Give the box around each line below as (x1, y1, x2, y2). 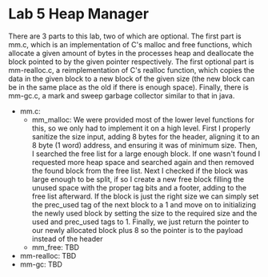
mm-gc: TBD (19, 259, 62, 269)
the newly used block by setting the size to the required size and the (31, 208, 258, 218)
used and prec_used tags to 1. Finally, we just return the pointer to (31, 217, 250, 227)
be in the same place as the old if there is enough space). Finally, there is (8, 82, 250, 92)
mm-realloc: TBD (19, 251, 77, 260)
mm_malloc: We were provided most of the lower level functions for (31, 114, 254, 124)
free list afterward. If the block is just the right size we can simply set (31, 191, 259, 201)
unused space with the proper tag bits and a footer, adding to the (31, 183, 246, 192)
